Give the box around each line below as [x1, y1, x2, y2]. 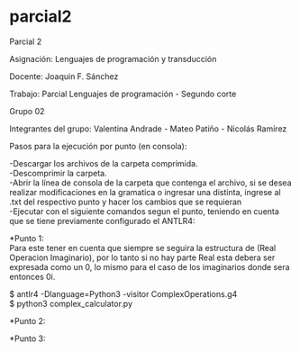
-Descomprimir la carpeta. [9, 167, 107, 178]
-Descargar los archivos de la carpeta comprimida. [9, 157, 198, 168]
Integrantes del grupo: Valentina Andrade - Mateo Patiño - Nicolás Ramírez [9, 123, 287, 134]
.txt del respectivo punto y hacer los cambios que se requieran [9, 196, 242, 207]
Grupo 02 [9, 105, 45, 116]
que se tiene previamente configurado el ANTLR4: [9, 215, 195, 226]
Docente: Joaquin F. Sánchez [9, 70, 119, 82]
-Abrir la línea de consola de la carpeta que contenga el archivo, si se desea [9, 177, 292, 188]
